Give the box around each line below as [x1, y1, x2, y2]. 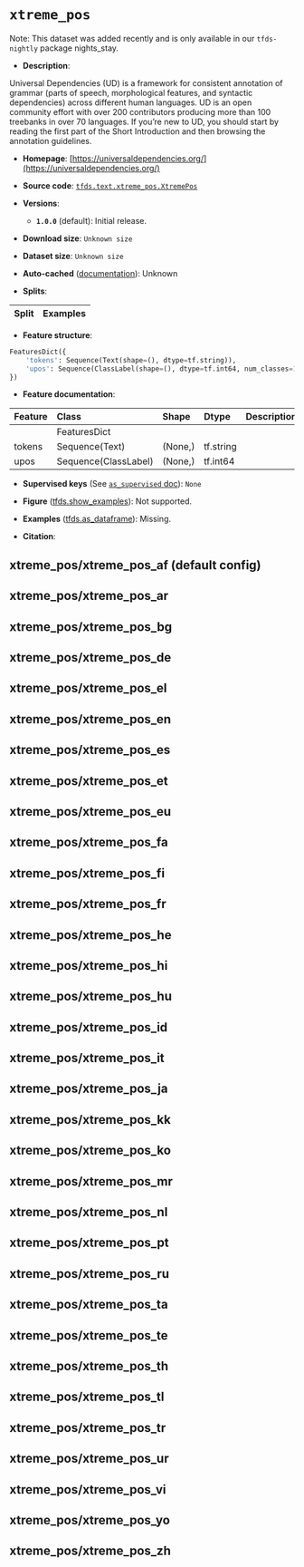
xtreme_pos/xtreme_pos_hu [9, 989, 172, 1004]
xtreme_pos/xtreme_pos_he [9, 927, 172, 943]
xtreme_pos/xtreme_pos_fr [9, 896, 167, 912]
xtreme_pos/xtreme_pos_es [9, 742, 171, 758]
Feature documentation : [22, 389, 116, 400]
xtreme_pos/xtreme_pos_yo [9, 1512, 170, 1528]
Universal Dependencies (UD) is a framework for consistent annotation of [9, 77, 283, 88]
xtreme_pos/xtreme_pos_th [9, 1358, 169, 1374]
